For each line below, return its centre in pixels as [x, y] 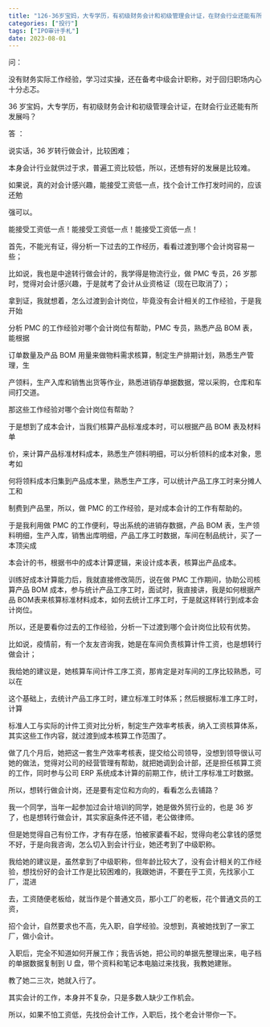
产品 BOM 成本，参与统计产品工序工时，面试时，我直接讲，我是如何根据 [135, 590]
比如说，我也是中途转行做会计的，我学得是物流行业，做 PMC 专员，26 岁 [129, 274]
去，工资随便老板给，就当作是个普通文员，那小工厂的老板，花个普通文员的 [131, 899]
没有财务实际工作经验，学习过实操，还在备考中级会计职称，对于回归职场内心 [135, 79]
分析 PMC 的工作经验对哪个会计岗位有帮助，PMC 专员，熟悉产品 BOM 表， [133, 328]
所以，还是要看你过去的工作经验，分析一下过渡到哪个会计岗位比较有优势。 [131, 627]
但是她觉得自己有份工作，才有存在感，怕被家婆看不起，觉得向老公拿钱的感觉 [135, 834]
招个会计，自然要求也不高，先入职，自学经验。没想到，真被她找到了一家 [128, 926]
